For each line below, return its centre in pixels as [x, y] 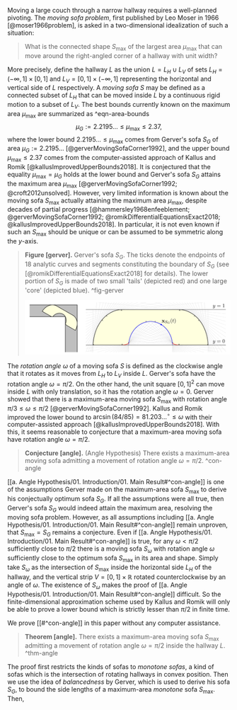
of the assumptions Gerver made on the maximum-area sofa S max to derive [117, 490]
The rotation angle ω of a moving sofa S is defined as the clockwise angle [115, 366]
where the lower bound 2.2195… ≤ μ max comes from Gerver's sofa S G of [113, 140]
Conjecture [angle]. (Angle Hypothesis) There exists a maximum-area [127, 453]
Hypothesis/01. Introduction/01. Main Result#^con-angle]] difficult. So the [114, 594]
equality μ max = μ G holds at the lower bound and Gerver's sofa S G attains [114, 175]
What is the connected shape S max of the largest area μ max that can [123, 47]
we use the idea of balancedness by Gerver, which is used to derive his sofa [119, 682]
